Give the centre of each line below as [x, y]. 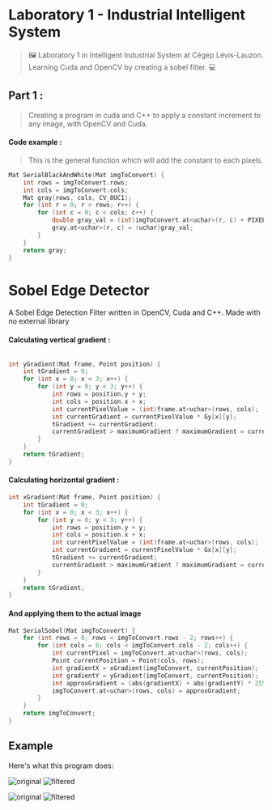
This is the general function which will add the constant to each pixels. [146, 160]
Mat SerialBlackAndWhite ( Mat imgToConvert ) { [86, 175]
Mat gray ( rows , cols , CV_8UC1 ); [77, 197]
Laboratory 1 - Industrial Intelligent [127, 15]
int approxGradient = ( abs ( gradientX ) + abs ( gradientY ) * [151, 683]
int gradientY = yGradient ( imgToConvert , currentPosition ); [155, 676]
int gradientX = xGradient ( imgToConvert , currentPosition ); [155, 668]
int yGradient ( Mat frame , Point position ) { [85, 364]
